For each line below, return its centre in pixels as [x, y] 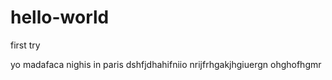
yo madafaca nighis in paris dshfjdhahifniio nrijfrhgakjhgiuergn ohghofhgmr [166, 64]
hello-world [60, 17]
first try [25, 45]
